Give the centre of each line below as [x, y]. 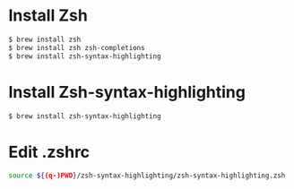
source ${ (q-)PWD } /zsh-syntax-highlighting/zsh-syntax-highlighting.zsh [147, 176]
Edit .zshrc [49, 152]
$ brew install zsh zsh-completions [77, 47]
